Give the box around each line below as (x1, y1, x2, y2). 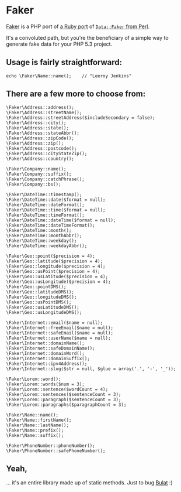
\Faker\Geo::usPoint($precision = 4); (6, 268, 100, 274)
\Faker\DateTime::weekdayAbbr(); (6, 242, 88, 249)
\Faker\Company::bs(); (6, 181, 61, 187)
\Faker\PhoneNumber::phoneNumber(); (6, 443, 95, 449)
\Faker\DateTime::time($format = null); (6, 207, 106, 213)
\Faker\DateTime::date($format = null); (6, 197, 106, 203)
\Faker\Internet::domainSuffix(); (6, 356, 90, 361)
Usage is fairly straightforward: (6, 57, 123, 67)
